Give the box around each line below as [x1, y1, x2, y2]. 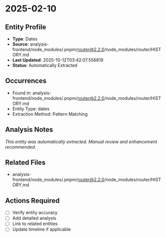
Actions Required [5, 196, 60, 205]
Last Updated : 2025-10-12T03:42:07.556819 [12, 57, 104, 63]
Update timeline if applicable [12, 227, 71, 233]
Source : [12, 41, 29, 47]
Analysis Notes [5, 125, 54, 134]
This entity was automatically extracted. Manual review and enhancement [5, 139, 158, 145]
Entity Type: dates [12, 105, 50, 112]
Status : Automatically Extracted [12, 63, 78, 68]
